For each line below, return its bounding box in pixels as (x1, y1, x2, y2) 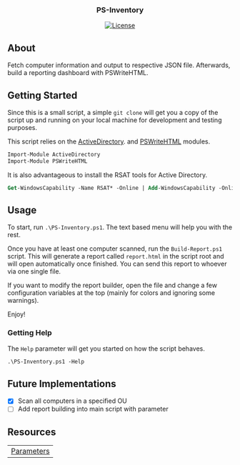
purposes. (7, 123, 38, 131)
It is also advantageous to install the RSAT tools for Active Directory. (7, 170, 208, 179)
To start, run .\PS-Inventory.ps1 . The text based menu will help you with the (7, 223, 233, 231)
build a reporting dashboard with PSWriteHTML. (7, 69, 149, 77)
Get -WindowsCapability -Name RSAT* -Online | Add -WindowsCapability (7, 184, 216, 191)
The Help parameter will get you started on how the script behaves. (7, 344, 205, 353)
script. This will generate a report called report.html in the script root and (7, 252, 224, 261)
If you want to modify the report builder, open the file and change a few (7, 281, 218, 290)
